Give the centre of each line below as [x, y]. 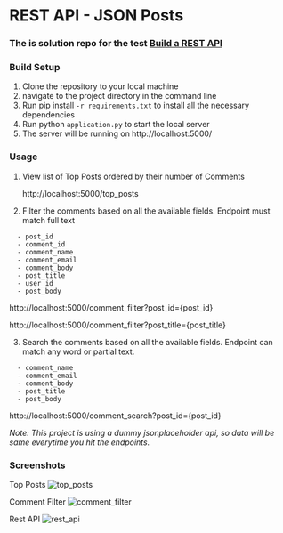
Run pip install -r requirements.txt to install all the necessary [136, 105]
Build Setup [35, 68]
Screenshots [37, 465]
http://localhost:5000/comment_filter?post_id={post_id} [111, 307]
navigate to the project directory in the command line [119, 96]
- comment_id [41, 244]
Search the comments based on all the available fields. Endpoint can [147, 342]
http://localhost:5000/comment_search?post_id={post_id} [115, 416]
